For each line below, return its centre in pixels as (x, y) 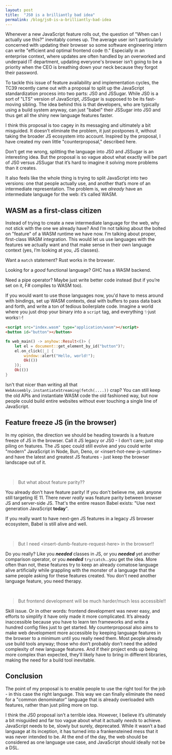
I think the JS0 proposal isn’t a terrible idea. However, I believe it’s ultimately (86, 715)
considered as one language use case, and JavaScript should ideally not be (85, 742)
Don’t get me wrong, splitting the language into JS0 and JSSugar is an (80, 152)
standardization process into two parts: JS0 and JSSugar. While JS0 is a (82, 93)
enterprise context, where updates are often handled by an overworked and (85, 56)
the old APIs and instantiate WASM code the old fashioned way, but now (82, 395)
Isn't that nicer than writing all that (42, 384)
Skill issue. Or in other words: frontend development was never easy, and (83, 611)
